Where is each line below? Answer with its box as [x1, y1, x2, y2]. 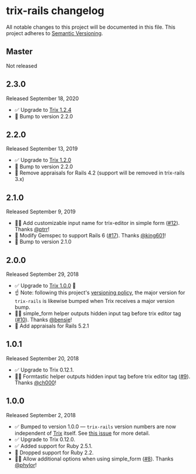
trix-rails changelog [6, 4, 104, 18]
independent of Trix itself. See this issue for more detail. [14, 429, 150, 437]
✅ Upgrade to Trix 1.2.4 [14, 106, 72, 113]
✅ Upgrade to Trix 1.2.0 [14, 156, 72, 163]
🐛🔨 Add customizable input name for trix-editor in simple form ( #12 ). [14, 220, 180, 227]
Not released [6, 62, 38, 69]
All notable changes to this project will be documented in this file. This [6, 23, 176, 30]
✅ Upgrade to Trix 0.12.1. [14, 366, 75, 373]
